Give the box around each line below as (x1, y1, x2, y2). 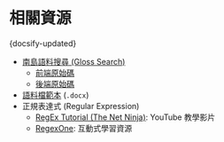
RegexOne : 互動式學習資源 (35, 122, 133, 133)
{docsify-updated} (9, 37, 77, 49)
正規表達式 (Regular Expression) (21, 100, 140, 111)
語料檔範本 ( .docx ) (21, 90, 89, 100)
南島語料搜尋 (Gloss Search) (21, 56, 126, 67)
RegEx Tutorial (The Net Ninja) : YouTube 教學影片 (35, 112, 215, 122)
